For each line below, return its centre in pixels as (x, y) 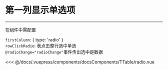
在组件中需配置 (20, 29)
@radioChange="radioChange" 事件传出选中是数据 (54, 52)
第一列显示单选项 (40, 10)
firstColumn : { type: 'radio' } (34, 39)
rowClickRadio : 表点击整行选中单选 (41, 45)
